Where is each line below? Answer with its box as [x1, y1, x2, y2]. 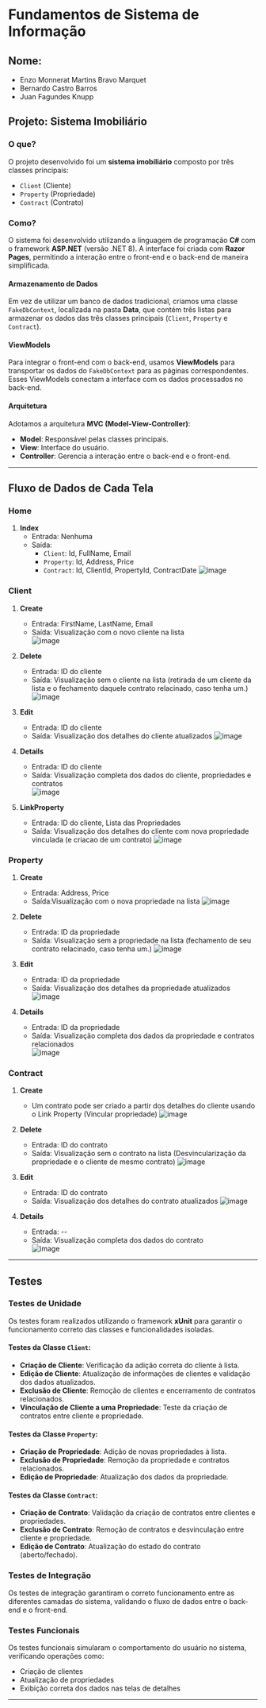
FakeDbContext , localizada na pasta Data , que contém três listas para [8, 305, 232, 314]
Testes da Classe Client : [8, 1343, 91, 1352]
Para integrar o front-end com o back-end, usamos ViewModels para [8, 357, 235, 367]
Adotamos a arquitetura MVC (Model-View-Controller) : [8, 418, 191, 428]
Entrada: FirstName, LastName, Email [31, 619, 153, 628]
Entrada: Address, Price [31, 888, 109, 897]
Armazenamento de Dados [8, 279, 98, 288]
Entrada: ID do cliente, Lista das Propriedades [31, 818, 181, 827]
